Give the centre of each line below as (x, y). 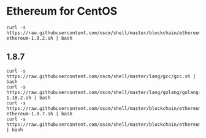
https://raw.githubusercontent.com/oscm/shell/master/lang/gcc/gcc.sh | (101, 76)
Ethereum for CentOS (62, 11)
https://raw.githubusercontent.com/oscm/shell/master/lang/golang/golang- (104, 92)
